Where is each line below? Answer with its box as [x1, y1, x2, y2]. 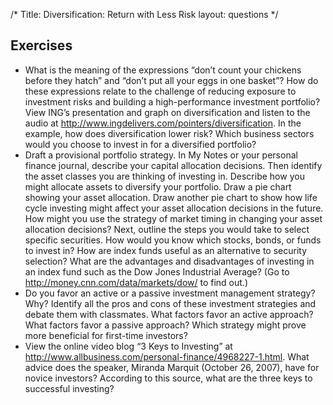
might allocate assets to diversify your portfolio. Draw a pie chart [24, 180, 292, 193]
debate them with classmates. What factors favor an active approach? [24, 308, 314, 320]
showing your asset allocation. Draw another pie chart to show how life [24, 191, 318, 203]
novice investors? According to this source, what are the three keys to [24, 372, 313, 384]
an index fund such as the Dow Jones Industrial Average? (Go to [24, 265, 290, 278]
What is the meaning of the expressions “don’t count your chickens [24, 64, 302, 76]
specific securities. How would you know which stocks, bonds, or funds [24, 234, 322, 246]
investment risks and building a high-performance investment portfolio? [24, 95, 321, 108]
